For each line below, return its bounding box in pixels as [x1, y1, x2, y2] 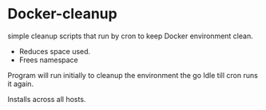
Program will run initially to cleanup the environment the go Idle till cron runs [7, 70, 259, 80]
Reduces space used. [18, 46, 91, 56]
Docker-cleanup [7, 5, 117, 23]
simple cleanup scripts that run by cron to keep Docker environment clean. [7, 31, 253, 41]
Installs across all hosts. [7, 94, 86, 104]
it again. [7, 79, 34, 88]
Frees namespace [18, 55, 79, 65]
